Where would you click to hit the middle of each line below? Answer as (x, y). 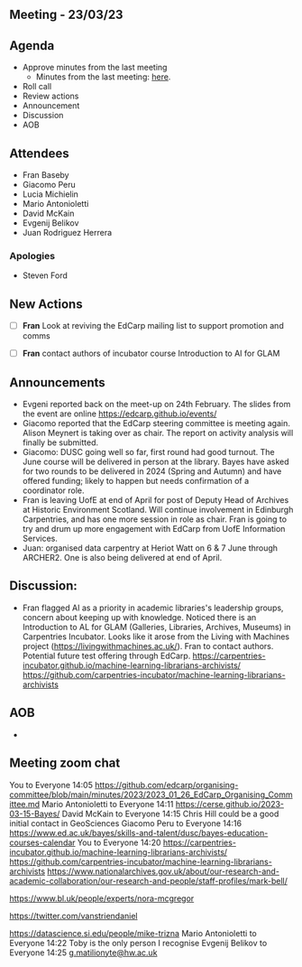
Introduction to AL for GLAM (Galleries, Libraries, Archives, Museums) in (156, 627)
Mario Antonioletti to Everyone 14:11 (108, 804)
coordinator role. (53, 490)
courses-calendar (42, 842)
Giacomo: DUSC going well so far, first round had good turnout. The (148, 452)
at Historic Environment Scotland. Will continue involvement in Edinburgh (158, 510)
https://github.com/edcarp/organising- (166, 785)
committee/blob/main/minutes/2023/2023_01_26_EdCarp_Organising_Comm (151, 795)
